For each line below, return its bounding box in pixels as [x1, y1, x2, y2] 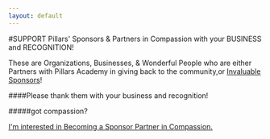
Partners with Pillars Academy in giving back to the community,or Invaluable [8, 66, 261, 76]
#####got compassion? [8, 106, 89, 116]
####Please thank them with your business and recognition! [8, 90, 209, 100]
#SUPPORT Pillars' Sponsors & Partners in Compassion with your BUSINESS [8, 34, 262, 43]
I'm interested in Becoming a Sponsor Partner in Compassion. [8, 121, 214, 131]
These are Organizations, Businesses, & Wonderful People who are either [8, 58, 252, 67]
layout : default [8, 11, 63, 20]
